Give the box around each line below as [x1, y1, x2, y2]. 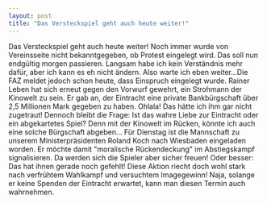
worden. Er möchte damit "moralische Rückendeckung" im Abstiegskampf [8, 144, 256, 154]
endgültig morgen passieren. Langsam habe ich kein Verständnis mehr [8, 58, 244, 68]
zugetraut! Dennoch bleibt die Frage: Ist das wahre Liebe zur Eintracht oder [8, 110, 259, 119]
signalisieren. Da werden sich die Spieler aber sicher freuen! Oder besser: [8, 152, 254, 162]
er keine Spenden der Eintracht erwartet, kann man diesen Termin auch [8, 178, 246, 188]
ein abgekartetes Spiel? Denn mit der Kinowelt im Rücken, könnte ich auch [8, 118, 256, 128]
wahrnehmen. [8, 187, 55, 197]
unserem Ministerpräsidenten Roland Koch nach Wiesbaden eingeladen [8, 135, 247, 145]
